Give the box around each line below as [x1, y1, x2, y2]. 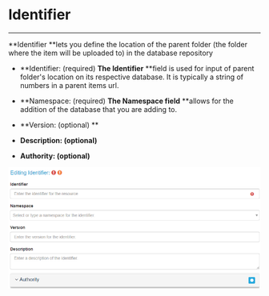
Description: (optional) [19, 135, 98, 145]
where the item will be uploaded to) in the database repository [8, 48, 214, 58]
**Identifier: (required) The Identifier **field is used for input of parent [19, 63, 255, 73]
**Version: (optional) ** [19, 120, 98, 130]
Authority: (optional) [19, 150, 90, 161]
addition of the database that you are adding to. [19, 104, 178, 114]
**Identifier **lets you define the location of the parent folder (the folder [8, 39, 248, 49]
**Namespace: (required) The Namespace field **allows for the [19, 96, 234, 106]
